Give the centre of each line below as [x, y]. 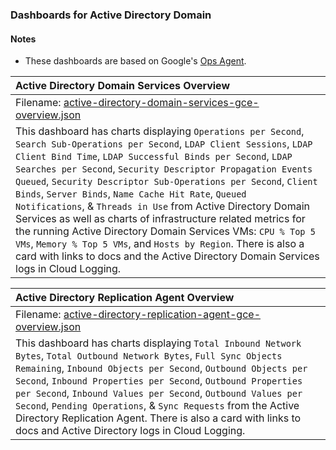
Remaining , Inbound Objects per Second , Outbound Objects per [161, 368]
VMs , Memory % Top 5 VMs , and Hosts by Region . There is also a [160, 244]
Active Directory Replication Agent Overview [125, 298]
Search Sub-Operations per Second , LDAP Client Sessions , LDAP [164, 144]
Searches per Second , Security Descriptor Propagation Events [164, 169]
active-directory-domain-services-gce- [161, 103]
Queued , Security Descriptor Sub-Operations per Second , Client [166, 181]
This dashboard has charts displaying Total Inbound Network [158, 343]
